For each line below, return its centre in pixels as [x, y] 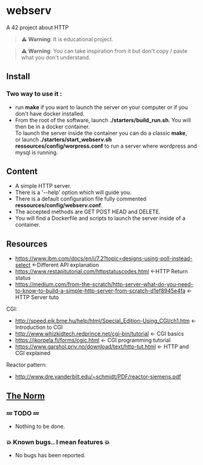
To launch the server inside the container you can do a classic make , [101, 133]
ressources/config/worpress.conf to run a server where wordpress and [106, 146]
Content [22, 172]
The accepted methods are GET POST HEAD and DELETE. [88, 212]
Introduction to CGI [39, 327]
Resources [27, 244]
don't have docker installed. [50, 114]
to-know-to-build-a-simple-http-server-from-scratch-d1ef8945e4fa [100, 291]
